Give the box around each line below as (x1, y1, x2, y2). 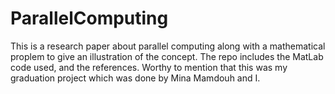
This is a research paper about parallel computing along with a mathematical (10, 40, 326, 52)
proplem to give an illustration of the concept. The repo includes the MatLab (10, 50, 324, 62)
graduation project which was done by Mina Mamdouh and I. (10, 72, 261, 84)
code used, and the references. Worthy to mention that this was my (10, 61, 288, 73)
